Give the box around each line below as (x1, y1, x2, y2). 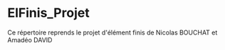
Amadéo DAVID (7, 35, 53, 44)
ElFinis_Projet (7, 5, 90, 21)
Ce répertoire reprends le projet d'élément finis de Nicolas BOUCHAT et (7, 28, 218, 37)
